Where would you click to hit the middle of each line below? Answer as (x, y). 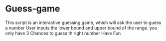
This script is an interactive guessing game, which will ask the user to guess (83, 22)
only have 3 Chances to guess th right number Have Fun (63, 33)
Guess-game (33, 9)
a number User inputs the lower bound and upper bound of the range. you (81, 27)
